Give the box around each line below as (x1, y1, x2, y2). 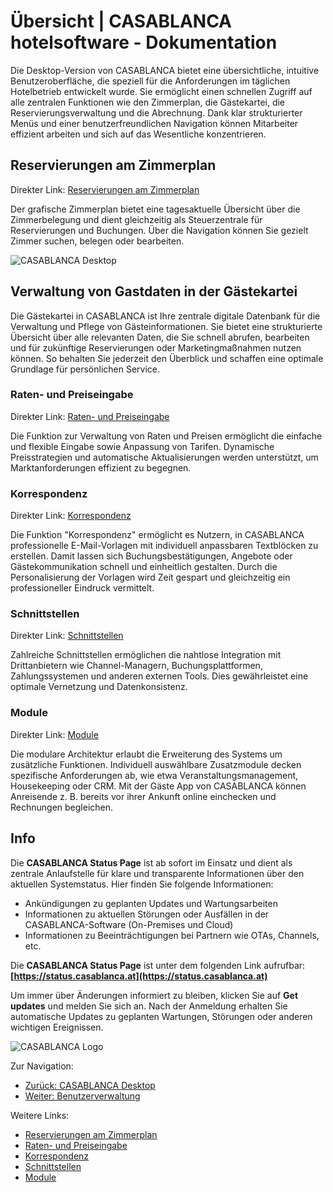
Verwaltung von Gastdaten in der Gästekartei (10, 283, 298, 300)
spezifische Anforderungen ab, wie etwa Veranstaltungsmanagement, (10, 769, 299, 781)
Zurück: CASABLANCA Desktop (24, 1079, 156, 1091)
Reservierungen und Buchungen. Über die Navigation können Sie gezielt (10, 224, 309, 236)
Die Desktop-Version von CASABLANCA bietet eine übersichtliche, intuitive (10, 64, 320, 76)
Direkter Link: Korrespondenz (10, 510, 132, 522)
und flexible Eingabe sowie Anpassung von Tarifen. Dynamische (10, 440, 275, 452)
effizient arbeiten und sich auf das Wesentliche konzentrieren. (10, 128, 267, 140)
